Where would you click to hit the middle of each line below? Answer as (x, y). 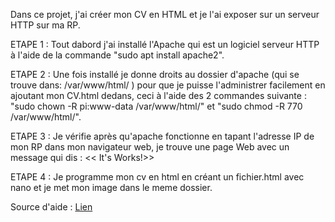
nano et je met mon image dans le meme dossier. (111, 187)
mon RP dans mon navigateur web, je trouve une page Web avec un (150, 147)
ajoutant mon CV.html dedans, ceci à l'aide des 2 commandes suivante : (158, 95)
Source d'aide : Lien (51, 207)
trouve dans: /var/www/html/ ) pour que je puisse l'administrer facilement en (168, 85)
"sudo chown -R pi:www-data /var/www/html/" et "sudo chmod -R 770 (156, 106)
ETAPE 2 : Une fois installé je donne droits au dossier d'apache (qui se (155, 74)
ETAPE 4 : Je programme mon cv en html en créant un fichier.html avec (157, 177)
